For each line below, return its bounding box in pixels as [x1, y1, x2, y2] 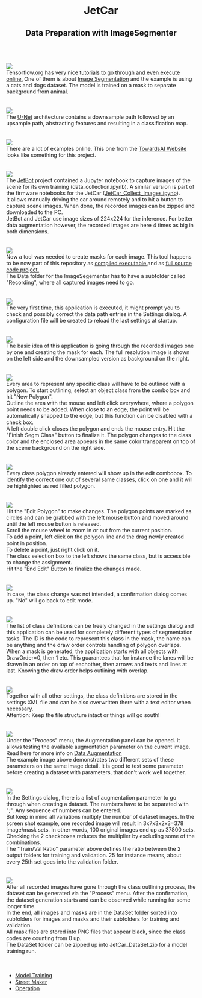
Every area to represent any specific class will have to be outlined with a [6, 381, 185, 387]
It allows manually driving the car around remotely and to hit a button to [6, 196, 183, 203]
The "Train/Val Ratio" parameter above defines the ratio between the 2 [6, 845, 181, 852]
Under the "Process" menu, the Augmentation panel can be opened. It [6, 737, 180, 744]
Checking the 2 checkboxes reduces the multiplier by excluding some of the [6, 833, 195, 839]
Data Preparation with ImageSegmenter [25, 28, 177, 38]
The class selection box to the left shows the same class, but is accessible [6, 552, 191, 560]
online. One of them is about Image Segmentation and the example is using [6, 75, 192, 82]
